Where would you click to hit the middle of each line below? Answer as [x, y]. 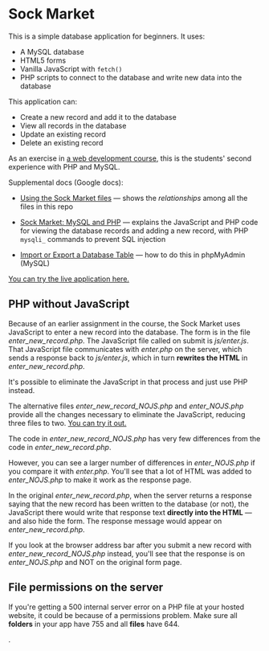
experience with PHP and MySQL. [64, 166]
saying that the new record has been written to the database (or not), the [128, 504]
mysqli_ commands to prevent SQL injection [93, 239]
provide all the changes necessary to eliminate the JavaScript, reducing [127, 414]
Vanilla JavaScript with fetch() [71, 68]
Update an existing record [63, 134]
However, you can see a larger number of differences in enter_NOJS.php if [132, 462]
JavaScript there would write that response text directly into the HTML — [130, 512]
